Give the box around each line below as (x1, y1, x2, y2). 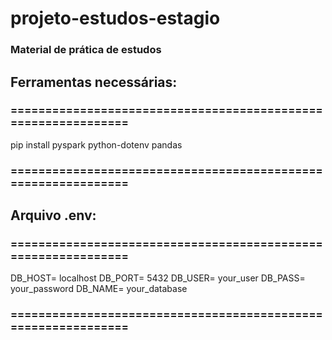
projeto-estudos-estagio (10, 7, 221, 30)
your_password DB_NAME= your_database (10, 283, 188, 295)
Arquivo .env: (10, 207, 97, 224)
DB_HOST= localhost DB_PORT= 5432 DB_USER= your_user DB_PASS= (10, 272, 306, 284)
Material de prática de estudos (10, 43, 162, 57)
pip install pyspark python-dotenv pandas (10, 138, 183, 151)
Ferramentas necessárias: (10, 73, 178, 91)
